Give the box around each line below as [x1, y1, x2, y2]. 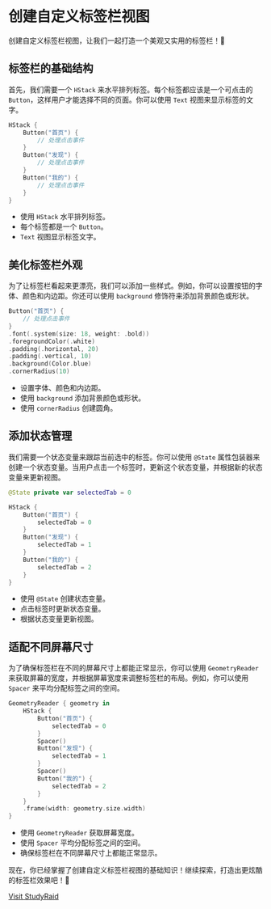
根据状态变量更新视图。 [19, 614, 98, 624]
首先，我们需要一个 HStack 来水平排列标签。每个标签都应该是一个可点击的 [8, 84, 253, 94]
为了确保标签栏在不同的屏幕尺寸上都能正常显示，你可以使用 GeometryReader [8, 663, 260, 673]
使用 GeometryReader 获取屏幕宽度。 [19, 828, 139, 838]
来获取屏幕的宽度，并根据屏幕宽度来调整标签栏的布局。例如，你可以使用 [8, 673, 248, 683]
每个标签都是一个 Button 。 [19, 222, 108, 231]
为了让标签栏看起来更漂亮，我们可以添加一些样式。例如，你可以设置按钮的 [8, 281, 256, 291]
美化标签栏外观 [8, 258, 83, 272]
